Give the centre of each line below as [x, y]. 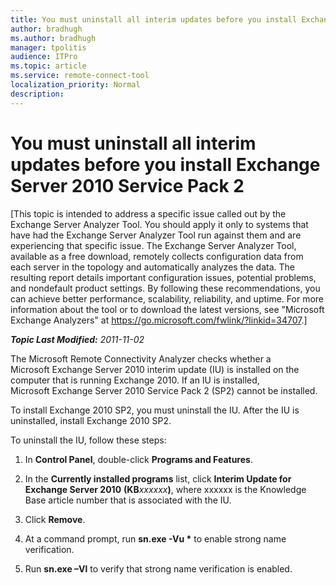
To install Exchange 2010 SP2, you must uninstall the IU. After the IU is [155, 410]
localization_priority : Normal [75, 85]
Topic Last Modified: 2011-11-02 [77, 339]
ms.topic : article [48, 66]
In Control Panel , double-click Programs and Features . [138, 459]
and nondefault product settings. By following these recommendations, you [165, 288]
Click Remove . [55, 519]
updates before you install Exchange [165, 164]
